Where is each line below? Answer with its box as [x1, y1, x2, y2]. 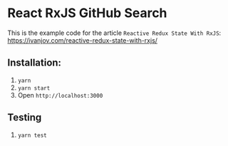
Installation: [7, 57, 62, 69]
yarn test [17, 132, 48, 139]
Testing [7, 112, 42, 124]
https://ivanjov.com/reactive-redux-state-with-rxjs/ [7, 36, 158, 44]
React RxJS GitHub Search [7, 5, 167, 21]
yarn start [17, 84, 51, 92]
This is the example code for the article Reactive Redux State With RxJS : [7, 28, 222, 37]
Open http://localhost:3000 [17, 90, 103, 99]
